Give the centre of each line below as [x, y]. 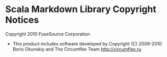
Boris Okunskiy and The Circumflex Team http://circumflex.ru [77, 49]
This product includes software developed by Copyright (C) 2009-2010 [87, 43]
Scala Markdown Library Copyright [81, 9]
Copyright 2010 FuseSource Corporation [48, 34]
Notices [22, 20]
